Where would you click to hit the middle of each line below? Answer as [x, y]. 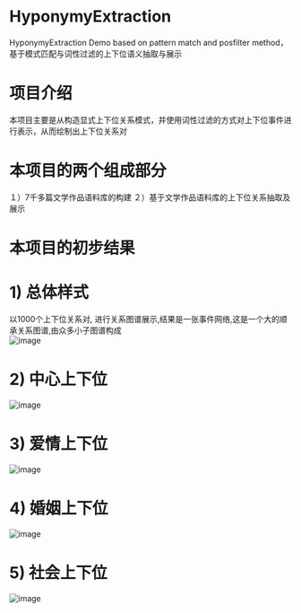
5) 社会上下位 [58, 573]
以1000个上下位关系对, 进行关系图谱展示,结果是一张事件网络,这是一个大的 [145, 319]
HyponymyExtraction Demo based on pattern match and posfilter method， [149, 42]
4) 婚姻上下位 [59, 508]
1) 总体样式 [49, 293]
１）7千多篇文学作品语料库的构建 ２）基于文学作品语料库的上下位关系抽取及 [150, 197]
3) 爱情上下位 [59, 444]
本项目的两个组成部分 [88, 171]
